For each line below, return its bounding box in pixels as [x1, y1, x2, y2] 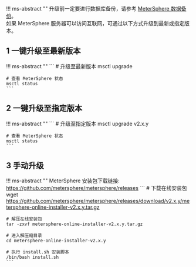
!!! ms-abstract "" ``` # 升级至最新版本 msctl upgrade [6, 62, 133, 69]
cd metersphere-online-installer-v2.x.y [6, 238, 107, 244]
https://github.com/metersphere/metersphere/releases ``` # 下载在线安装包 [6, 185, 187, 192]
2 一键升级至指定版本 [6, 104, 83, 114]
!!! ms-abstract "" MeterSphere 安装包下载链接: [6, 177, 120, 184]
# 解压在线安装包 [6, 216, 42, 222]
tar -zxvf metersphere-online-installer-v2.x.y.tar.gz [6, 221, 143, 228]
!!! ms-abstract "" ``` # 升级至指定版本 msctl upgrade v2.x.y [6, 120, 149, 127]
